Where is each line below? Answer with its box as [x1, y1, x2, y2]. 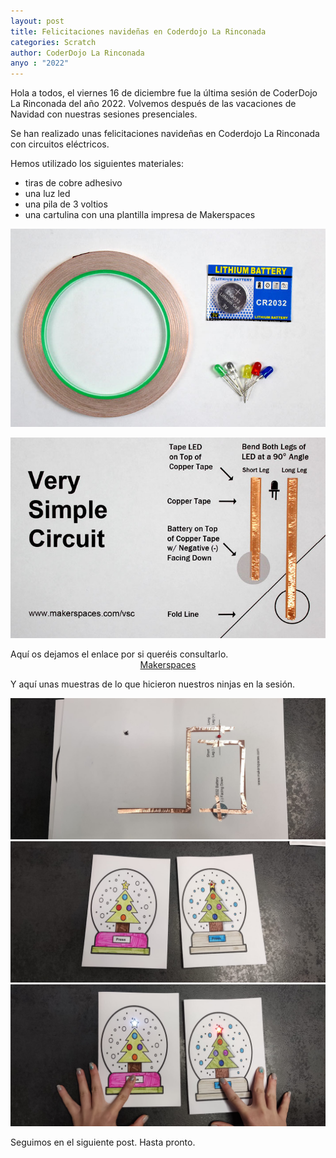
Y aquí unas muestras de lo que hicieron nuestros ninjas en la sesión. [10, 678, 296, 690]
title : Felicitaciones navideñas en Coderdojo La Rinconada [10, 26, 267, 37]
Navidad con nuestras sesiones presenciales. [10, 108, 198, 120]
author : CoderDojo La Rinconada [10, 48, 145, 58]
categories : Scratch [10, 37, 97, 47]
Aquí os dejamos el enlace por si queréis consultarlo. [10, 648, 229, 660]
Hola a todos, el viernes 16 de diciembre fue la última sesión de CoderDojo [10, 87, 318, 99]
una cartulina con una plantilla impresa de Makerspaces [24, 209, 256, 221]
